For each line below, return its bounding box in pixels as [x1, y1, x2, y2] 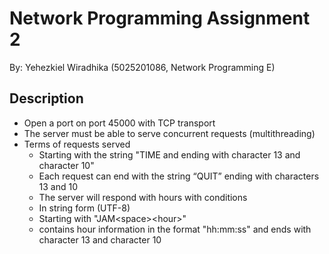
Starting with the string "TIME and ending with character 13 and [38, 148, 301, 161]
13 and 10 [38, 180, 79, 192]
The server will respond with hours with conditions [38, 191, 248, 203]
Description [9, 90, 84, 107]
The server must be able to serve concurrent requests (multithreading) [23, 127, 316, 139]
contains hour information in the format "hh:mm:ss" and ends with [38, 223, 312, 235]
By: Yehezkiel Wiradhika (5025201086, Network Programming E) [9, 61, 276, 73]
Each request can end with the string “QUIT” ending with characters [38, 170, 320, 182]
